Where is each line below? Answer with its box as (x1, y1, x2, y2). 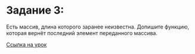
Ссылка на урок (6, 41, 47, 48)
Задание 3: (6, 4, 64, 17)
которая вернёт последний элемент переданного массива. (6, 29, 158, 36)
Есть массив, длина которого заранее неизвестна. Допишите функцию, (6, 23, 190, 30)
